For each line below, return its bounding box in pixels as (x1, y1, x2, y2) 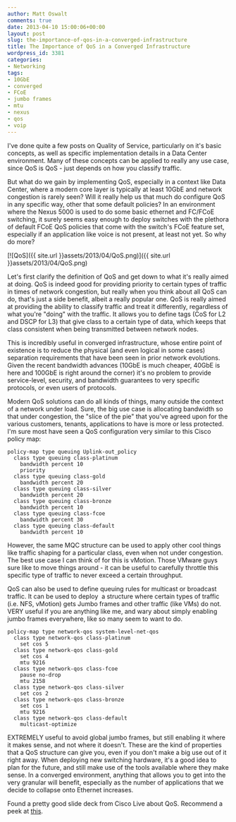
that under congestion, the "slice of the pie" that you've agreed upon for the (7, 412, 228, 421)
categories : (7, 56, 42, 64)
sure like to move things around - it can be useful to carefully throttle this (7, 563, 219, 572)
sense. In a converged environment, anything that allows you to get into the (7, 770, 226, 779)
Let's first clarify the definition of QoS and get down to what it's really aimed (7, 272, 229, 281)
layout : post (7, 30, 46, 37)
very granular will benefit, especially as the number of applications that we (7, 778, 224, 787)
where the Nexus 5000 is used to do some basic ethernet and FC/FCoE (7, 207, 215, 216)
